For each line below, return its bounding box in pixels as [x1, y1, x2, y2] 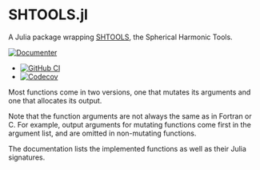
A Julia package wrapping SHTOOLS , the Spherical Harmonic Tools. [8, 32, 234, 42]
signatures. [8, 152, 46, 162]
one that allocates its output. [8, 95, 102, 105]
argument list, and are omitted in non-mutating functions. [8, 128, 197, 138]
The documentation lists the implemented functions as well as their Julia [8, 144, 246, 153]
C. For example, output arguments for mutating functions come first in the [8, 119, 252, 129]
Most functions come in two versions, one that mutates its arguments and [8, 87, 251, 97]
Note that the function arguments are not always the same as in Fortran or [8, 111, 252, 121]
